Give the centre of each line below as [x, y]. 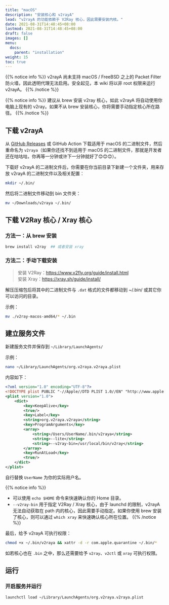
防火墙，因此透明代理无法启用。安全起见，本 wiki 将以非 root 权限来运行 [80, 83]
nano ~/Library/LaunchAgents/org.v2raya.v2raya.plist [63, 367]
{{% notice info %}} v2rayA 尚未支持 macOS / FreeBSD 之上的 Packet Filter [83, 77]
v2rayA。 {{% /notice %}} [32, 90]
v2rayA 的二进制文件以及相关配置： [48, 173]
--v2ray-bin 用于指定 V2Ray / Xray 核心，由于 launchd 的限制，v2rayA [86, 504]
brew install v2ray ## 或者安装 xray [45, 246]
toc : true [16, 62]
